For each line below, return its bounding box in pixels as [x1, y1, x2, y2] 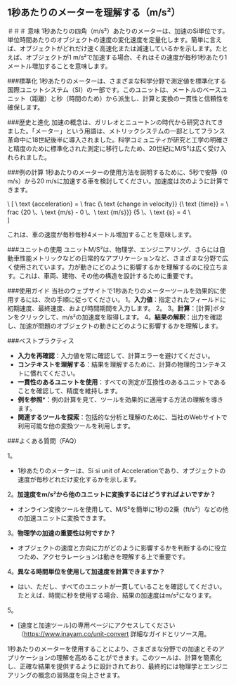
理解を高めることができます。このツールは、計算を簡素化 [55, 653, 223, 661]
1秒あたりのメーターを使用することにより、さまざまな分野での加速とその [7, 645, 219, 653]
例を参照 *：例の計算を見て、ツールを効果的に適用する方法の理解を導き [17, 395, 224, 404]
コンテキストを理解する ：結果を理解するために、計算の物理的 [17, 360, 196, 369]
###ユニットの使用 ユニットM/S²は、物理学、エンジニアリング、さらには [7, 245, 220, 253]
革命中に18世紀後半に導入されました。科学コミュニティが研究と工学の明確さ [7, 136, 229, 144]
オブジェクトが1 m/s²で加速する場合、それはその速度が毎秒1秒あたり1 [25, 53, 227, 61]
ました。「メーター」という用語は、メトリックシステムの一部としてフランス [7, 126, 225, 135]
